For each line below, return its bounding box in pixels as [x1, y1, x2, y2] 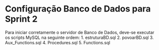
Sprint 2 [5, 13, 38, 25]
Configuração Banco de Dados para [5, 3, 151, 14]
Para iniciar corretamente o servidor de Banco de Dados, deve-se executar [5, 29, 155, 35]
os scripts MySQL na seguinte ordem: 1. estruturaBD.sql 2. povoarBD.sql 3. [5, 35, 154, 40]
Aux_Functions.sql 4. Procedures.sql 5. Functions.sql [5, 39, 110, 45]
